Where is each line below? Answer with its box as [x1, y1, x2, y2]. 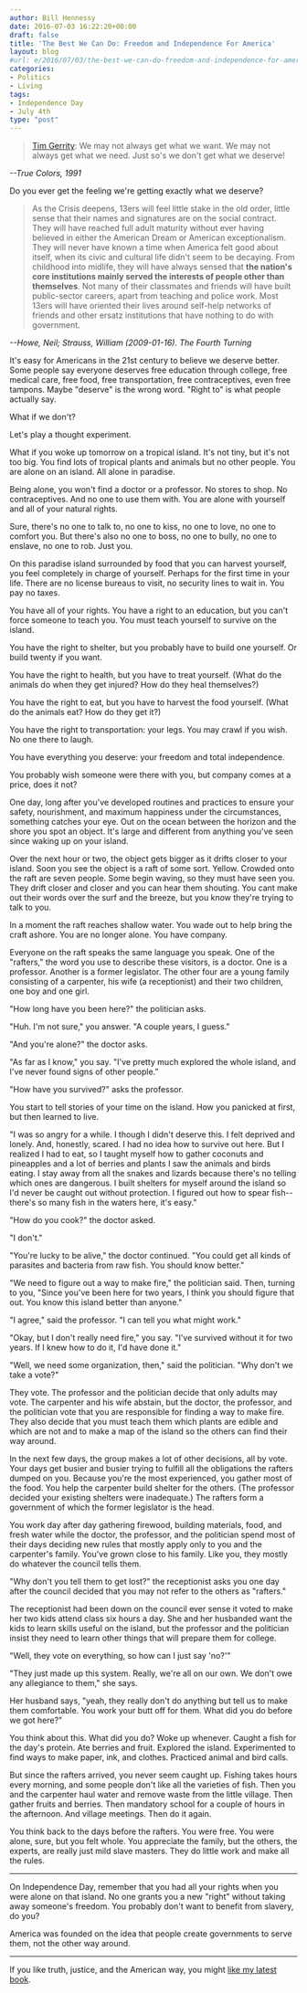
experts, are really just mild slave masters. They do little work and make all [9, 1846, 290, 1857]
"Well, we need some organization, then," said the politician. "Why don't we [9, 1360, 294, 1371]
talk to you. [9, 902, 52, 913]
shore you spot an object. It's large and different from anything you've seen [9, 826, 294, 837]
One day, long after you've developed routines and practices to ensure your [9, 796, 294, 808]
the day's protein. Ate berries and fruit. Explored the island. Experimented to [9, 1742, 296, 1754]
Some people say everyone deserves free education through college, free [9, 364, 288, 375]
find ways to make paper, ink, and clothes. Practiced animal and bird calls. [9, 1752, 289, 1763]
